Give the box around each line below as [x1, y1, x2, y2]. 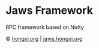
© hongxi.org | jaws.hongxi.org [5, 35, 83, 42]
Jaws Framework [5, 4, 94, 17]
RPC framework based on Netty [5, 23, 85, 31]
